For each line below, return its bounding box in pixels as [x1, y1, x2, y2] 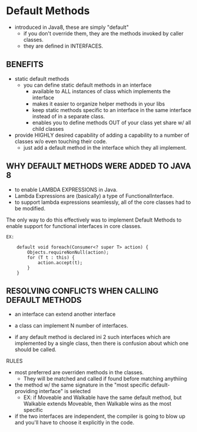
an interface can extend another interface [14, 311, 116, 318]
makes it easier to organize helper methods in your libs [32, 100, 165, 107]
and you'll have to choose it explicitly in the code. [14, 419, 135, 426]
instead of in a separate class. [32, 113, 105, 120]
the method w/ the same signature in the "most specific [14, 381, 150, 388]
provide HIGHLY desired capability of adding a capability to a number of [14, 131, 189, 138]
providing [14, 388, 38, 395]
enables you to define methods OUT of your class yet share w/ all [32, 119, 191, 126]
